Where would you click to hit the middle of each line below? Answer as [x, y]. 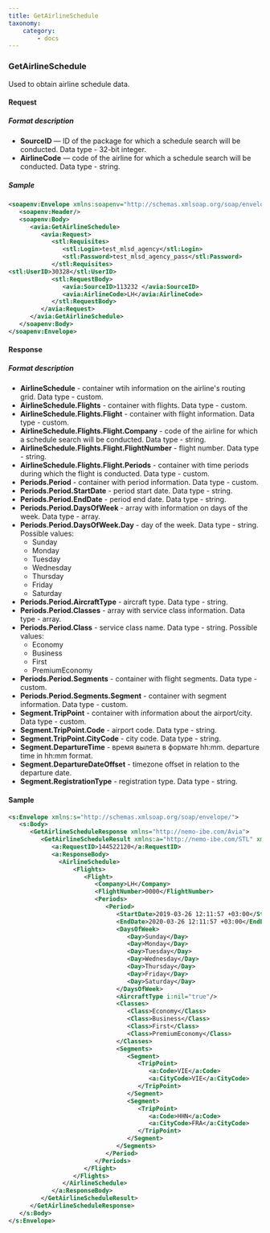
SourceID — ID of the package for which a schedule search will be [130, 141]
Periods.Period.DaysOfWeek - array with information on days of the [134, 508]
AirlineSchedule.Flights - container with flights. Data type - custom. [133, 405]
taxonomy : [25, 23]
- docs [48, 38]
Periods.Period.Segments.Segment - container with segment [123, 696]
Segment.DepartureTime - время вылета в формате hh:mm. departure [139, 747]
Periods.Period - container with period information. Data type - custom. [139, 483]
